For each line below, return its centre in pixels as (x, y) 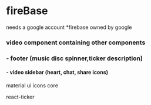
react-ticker (20, 97)
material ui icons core (32, 85)
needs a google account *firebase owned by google (69, 27)
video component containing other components (76, 42)
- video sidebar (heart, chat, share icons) (57, 73)
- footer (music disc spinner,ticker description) (74, 58)
